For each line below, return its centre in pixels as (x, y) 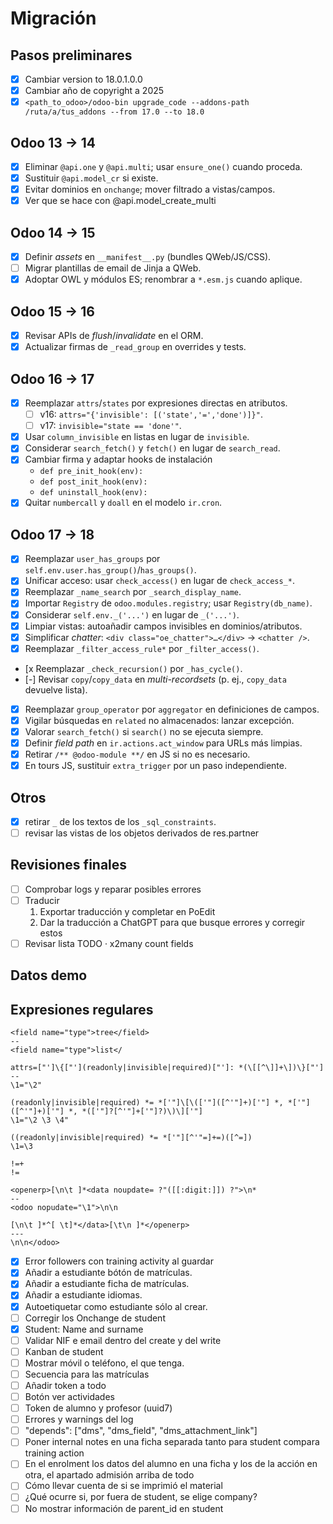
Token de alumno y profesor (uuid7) (98, 1408)
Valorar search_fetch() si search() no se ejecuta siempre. (144, 731)
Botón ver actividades (69, 1397)
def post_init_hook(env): (93, 482)
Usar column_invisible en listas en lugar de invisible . (137, 437)
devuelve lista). (56, 689)
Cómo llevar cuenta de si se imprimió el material (123, 1486)
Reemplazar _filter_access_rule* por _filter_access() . (142, 648)
